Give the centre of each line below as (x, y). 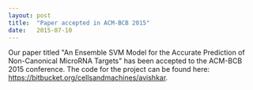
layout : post (30, 15)
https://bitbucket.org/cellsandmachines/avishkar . (88, 78)
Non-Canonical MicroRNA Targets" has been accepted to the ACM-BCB (125, 61)
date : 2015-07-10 (40, 30)
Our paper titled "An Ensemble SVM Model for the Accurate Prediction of (126, 53)
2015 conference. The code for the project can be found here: (109, 69)
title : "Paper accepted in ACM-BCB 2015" (79, 23)
